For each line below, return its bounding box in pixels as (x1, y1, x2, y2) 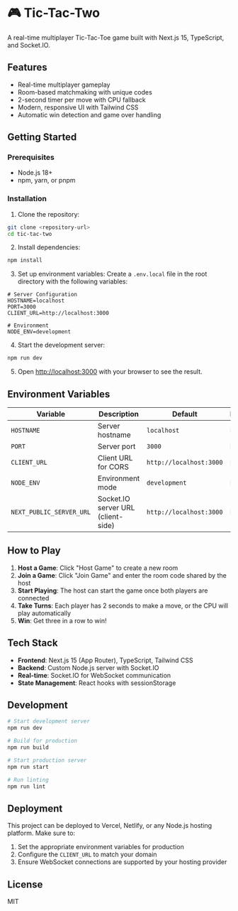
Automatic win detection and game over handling (17, 110, 161, 119)
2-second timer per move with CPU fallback (17, 95, 147, 104)
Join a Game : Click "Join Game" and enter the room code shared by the (17, 571, 227, 579)
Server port (98, 441, 136, 451)
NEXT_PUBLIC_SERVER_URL (11, 508, 91, 517)
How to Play (7, 544, 62, 557)
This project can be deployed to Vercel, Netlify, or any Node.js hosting (7, 821, 212, 830)
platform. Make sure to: (7, 829, 76, 838)
